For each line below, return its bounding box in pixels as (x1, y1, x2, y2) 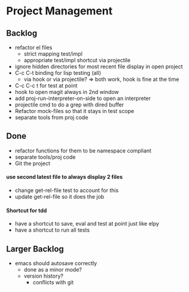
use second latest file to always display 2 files (6, 174, 123, 181)
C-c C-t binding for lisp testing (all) (14, 69, 102, 76)
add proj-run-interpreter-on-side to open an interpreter (14, 95, 151, 102)
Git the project (14, 160, 51, 167)
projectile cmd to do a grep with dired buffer (14, 101, 124, 108)
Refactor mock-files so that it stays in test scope (14, 108, 135, 114)
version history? (23, 272, 64, 279)
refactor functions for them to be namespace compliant (14, 147, 151, 154)
